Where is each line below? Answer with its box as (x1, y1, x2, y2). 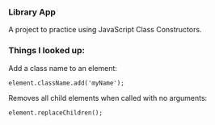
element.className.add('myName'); (8, 79, 125, 87)
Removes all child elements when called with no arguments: (8, 93, 208, 102)
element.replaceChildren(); (8, 108, 103, 117)
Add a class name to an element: (8, 63, 117, 73)
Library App (8, 6, 57, 18)
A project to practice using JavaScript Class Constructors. (8, 25, 202, 35)
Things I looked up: (8, 45, 86, 56)
